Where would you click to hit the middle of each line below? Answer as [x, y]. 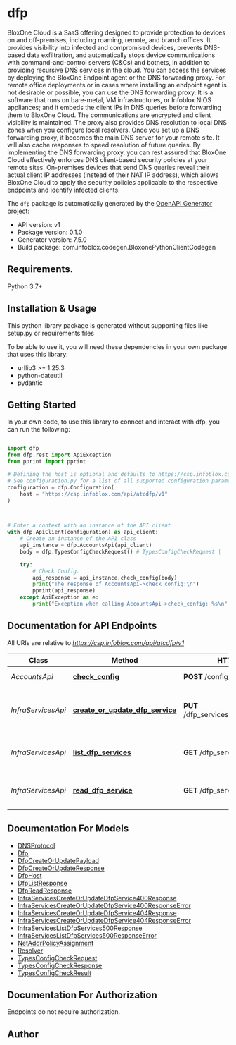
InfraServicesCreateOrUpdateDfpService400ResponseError [104, 905]
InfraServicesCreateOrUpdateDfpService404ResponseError [104, 920]
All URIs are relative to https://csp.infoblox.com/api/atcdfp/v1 [96, 642]
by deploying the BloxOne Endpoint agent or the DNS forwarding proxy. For [116, 77]
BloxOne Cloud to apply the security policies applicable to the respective [112, 182]
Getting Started [42, 404]
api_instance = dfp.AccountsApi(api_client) [86, 545]
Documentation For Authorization [82, 995]
